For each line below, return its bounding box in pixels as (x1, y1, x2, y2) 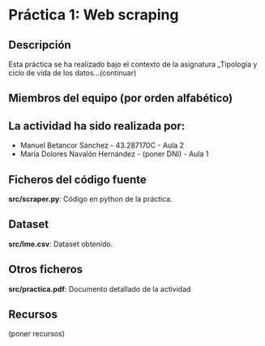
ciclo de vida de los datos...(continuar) (8, 68, 137, 78)
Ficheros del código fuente (8, 173, 147, 186)
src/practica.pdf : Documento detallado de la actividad (8, 284, 191, 293)
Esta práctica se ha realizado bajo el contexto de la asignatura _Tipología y (8, 59, 258, 69)
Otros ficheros (8, 263, 83, 276)
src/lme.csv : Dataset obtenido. (8, 239, 113, 249)
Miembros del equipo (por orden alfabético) (8, 92, 233, 105)
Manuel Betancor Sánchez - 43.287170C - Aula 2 (19, 140, 185, 151)
